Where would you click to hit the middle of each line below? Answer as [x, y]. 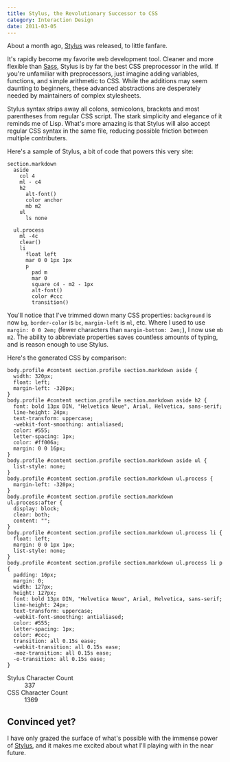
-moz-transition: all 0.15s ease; [62, 653]
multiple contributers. [37, 138]
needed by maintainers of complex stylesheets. [74, 96]
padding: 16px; [35, 575]
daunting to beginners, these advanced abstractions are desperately [104, 88]
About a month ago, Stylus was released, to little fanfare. [88, 46]
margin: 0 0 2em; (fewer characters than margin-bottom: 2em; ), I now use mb [115, 330]
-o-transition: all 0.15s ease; [60, 660]
